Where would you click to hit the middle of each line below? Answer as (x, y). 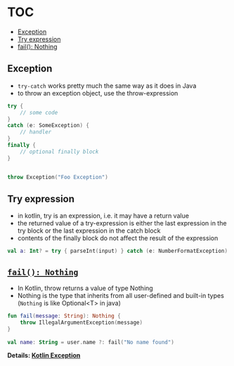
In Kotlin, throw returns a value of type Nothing (85, 288)
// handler (36, 132)
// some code (39, 112)
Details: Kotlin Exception (44, 355)
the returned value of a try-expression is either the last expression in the (122, 223)
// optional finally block (59, 152)
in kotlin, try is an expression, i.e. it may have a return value (103, 216)
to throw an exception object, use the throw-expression (98, 93)
